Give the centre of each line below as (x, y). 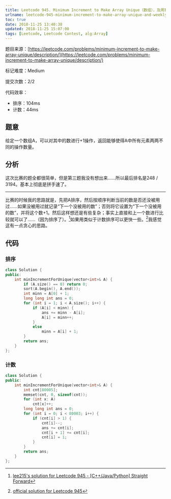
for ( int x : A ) (40, 399)
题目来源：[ (17, 49)
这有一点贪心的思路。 (27, 226)
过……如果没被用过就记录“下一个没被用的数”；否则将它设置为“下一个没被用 (83, 206)
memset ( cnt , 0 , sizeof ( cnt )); (55, 395)
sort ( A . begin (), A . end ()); (52, 289)
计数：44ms (25, 110)
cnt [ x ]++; (43, 404)
